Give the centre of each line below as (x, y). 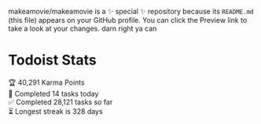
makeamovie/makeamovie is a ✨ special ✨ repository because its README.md (131, 11)
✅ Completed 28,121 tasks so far (61, 102)
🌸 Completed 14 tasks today (53, 93)
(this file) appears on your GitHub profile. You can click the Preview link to (128, 20)
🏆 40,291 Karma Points (46, 82)
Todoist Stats (52, 60)
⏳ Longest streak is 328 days (56, 111)
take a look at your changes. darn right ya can (83, 28)
